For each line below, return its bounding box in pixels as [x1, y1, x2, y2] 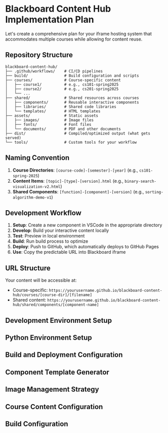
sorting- [145, 189, 163, 194]
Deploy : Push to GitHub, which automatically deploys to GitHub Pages [12, 244, 159, 250]
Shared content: [12, 297, 47, 303]
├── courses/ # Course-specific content [5, 77, 121, 83]
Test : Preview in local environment [12, 233, 85, 239]
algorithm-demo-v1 [12, 195, 52, 200]
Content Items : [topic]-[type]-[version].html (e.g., [12, 178, 124, 184]
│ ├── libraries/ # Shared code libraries [5, 104, 116, 109]
